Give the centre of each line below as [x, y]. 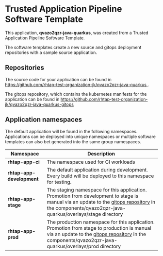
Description [101, 154]
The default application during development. [97, 170]
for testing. [59, 182]
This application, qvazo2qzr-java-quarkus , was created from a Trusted [77, 33]
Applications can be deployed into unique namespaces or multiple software [81, 137]
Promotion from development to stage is [93, 196]
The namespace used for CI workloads [91, 162]
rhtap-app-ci [24, 162]
